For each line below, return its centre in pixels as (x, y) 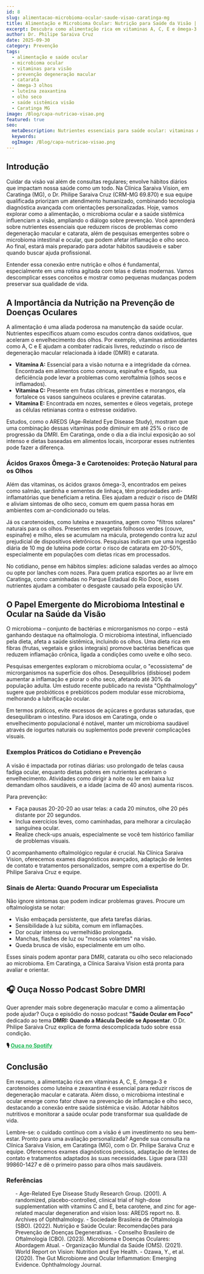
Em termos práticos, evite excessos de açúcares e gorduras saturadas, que (101, 710)
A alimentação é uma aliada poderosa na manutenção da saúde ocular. (95, 327)
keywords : (24, 137)
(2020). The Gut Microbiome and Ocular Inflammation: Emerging (96, 1258)
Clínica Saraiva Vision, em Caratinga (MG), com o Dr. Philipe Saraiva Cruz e (100, 1145)
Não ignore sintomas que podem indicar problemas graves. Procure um (96, 901)
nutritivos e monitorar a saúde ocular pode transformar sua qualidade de (97, 1114)
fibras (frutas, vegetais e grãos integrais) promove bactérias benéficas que (100, 648)
